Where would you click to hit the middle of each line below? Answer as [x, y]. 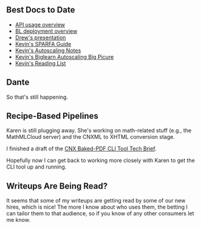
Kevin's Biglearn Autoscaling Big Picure [64, 56]
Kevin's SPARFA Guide [43, 44]
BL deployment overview [46, 31]
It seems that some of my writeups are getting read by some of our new [96, 201]
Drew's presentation [40, 37]
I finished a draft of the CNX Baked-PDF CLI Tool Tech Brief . [81, 149]
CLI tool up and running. [36, 167]
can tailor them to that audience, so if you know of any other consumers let [100, 213]
